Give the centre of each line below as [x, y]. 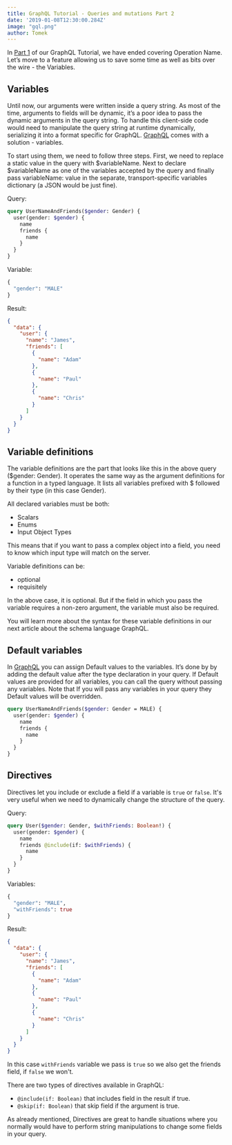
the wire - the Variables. [41, 67]
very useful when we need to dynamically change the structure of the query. [116, 799]
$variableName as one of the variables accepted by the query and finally [111, 171]
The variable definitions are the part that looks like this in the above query [112, 468]
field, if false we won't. [40, 1072]
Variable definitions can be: [46, 566]
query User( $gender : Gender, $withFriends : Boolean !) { [89, 825]
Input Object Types [44, 532]
